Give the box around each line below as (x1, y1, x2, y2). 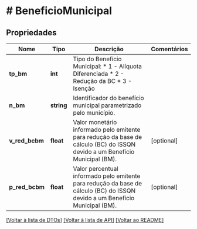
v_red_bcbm (9, 137, 44, 145)
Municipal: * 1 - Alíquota (73, 62, 142, 70)
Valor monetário (73, 118, 117, 126)
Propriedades (6, 28, 57, 38)
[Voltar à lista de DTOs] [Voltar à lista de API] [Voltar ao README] (6, 217, 164, 223)
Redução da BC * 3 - (73, 77, 132, 85)
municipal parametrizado (73, 101, 142, 109)
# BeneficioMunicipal (6, 4, 113, 18)
